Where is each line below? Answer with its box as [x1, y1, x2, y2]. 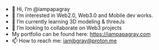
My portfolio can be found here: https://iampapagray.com [11, 31, 151, 38]
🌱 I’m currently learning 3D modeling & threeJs [11, 18, 125, 25]
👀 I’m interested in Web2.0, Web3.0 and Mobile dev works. [11, 12, 154, 19]
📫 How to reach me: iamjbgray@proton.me [11, 37, 117, 44]
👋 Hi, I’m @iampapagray [11, 6, 70, 12]
